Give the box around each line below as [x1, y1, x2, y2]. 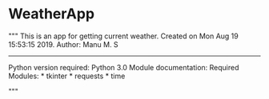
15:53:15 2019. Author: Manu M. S [8, 39, 118, 49]
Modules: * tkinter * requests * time [8, 71, 126, 81]
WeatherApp [8, 5, 94, 23]
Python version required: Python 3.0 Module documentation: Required [8, 62, 239, 72]
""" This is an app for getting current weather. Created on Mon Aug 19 [8, 31, 239, 41]
